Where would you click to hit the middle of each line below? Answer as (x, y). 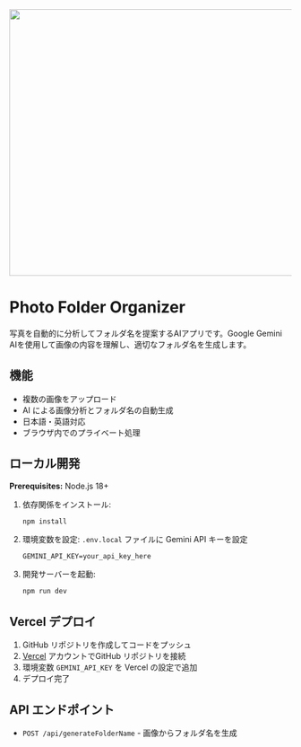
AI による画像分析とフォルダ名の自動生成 (98, 410)
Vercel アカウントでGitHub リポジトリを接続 (104, 656)
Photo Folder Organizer (98, 308)
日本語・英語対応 (54, 421)
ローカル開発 (45, 464)
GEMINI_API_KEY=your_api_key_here (86, 557)
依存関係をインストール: (67, 504)
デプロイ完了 (46, 679)
